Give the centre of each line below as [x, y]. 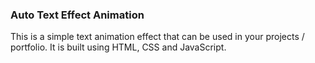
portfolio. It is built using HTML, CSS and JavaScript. [118, 47]
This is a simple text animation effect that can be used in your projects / [157, 37]
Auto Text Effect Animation [77, 15]
